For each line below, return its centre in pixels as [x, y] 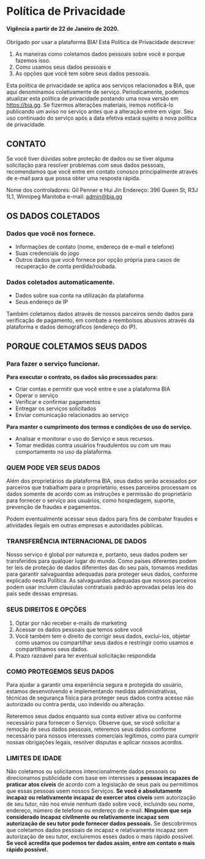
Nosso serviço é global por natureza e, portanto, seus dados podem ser [97, 555]
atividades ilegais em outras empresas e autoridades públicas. [85, 525]
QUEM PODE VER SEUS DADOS [54, 467]
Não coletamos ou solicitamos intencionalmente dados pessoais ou [91, 771]
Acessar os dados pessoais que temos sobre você [79, 629]
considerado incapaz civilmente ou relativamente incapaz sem [88, 817]
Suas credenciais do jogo [47, 253]
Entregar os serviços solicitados [56, 408]
